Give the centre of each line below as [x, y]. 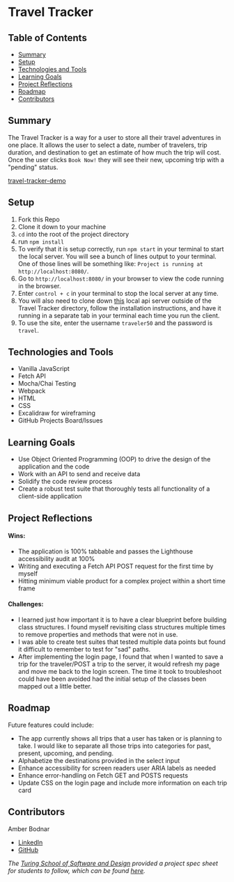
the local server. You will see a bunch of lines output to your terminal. [117, 256]
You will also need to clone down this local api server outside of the [115, 301]
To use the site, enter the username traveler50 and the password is [115, 323]
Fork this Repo [39, 219]
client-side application [50, 496]
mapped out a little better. [55, 686]
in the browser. [39, 285]
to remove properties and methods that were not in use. [98, 635]
